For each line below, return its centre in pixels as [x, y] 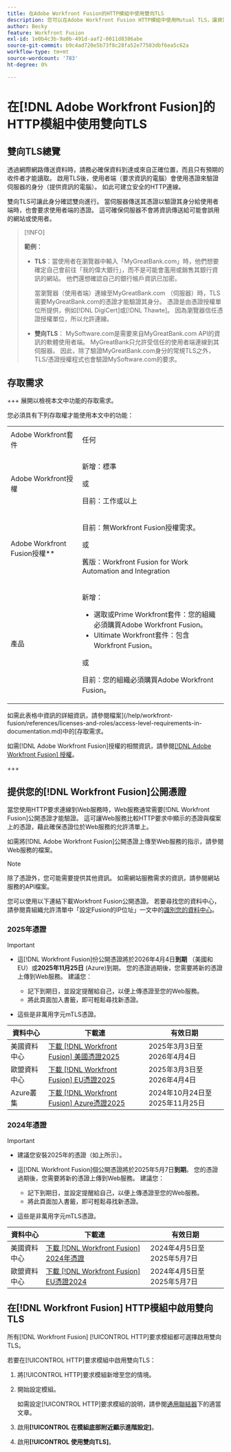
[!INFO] [34, 232]
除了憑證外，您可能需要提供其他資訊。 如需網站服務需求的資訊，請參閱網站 [113, 878]
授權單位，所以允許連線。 [77, 319]
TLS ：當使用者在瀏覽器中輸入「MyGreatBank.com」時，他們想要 [126, 261]
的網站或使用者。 [31, 218]
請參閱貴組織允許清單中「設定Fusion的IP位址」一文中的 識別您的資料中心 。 [113, 910]
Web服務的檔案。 [32, 850]
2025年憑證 [27, 930]
